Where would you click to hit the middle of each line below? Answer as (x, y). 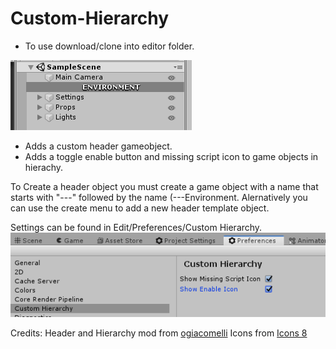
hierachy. (44, 167)
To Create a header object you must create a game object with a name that (164, 186)
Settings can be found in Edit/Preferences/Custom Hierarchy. (136, 227)
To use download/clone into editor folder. (109, 46)
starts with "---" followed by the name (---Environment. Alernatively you (159, 197)
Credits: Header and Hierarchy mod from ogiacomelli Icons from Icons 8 (159, 333)
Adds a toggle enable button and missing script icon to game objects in (171, 156)
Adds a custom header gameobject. (98, 146)
